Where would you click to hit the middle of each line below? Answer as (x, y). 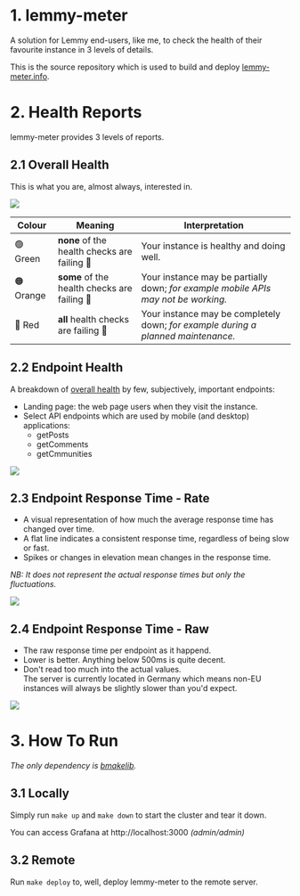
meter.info (29, 76)
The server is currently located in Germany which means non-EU (142, 679)
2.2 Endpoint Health (67, 367)
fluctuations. (33, 584)
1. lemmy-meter (69, 16)
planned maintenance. (188, 336)
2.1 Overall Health (60, 165)
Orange (30, 296)
